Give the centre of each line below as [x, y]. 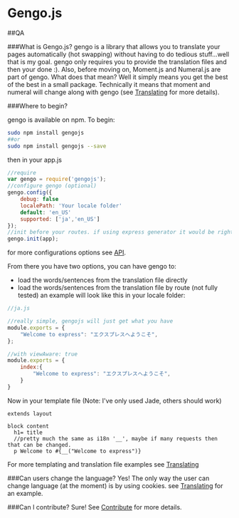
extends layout [30, 414]
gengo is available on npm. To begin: [61, 120]
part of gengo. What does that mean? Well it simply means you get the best [118, 77]
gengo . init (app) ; [33, 239]
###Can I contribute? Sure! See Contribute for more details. [95, 507]
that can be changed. [39, 445]
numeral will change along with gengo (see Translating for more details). [113, 92]
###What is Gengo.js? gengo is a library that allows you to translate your [114, 46]
